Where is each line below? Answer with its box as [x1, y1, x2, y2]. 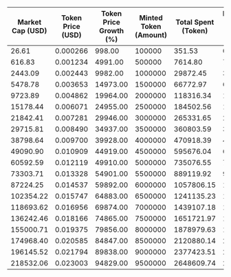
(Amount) [135, 30, 167, 40]
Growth [99, 26, 124, 35]
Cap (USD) [11, 26, 47, 35]
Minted [139, 13, 163, 23]
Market [17, 17, 42, 27]
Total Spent [175, 17, 214, 27]
